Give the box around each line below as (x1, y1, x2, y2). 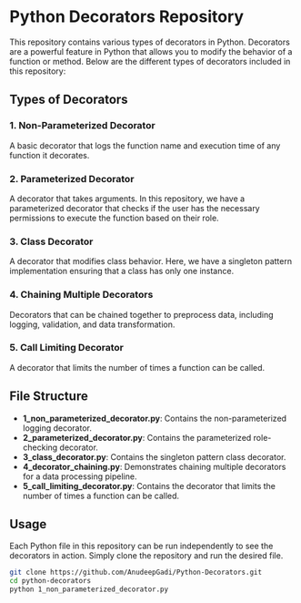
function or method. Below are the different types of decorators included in (9, 56, 291, 66)
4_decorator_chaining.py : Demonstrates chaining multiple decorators (22, 461, 286, 472)
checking (22, 442, 58, 453)
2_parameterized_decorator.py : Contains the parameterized (22, 432, 252, 443)
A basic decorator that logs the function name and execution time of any (9, 139, 281, 151)
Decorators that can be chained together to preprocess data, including (9, 309, 275, 320)
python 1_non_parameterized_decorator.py (9, 585, 169, 594)
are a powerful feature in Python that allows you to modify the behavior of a (9, 46, 293, 56)
